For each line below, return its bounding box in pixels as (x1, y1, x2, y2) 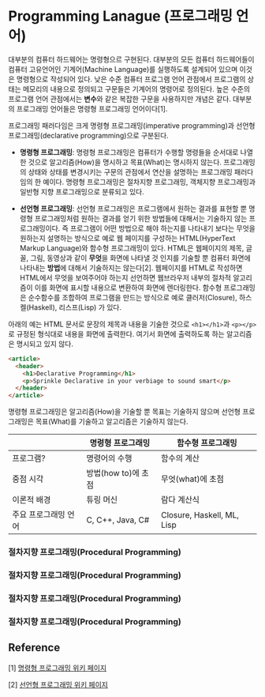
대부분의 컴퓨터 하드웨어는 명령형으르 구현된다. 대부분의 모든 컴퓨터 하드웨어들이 (8, 55, 255, 64)
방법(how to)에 (86, 468, 140, 479)
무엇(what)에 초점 (160, 473, 225, 484)
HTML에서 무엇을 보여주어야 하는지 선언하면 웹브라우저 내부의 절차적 (19, 273, 232, 282)
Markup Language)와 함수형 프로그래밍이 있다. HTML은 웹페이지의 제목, (19, 243, 244, 253)
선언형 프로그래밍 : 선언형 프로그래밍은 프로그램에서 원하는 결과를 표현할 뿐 (19, 203, 247, 213)
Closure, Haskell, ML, (160, 510, 239, 521)
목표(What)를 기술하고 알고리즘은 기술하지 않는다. (35, 416, 188, 427)
